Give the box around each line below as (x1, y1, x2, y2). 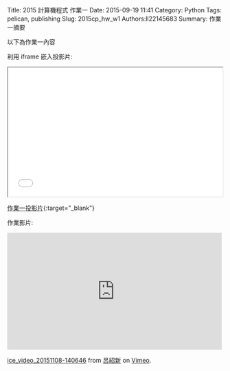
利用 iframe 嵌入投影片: (7, 52, 73, 61)
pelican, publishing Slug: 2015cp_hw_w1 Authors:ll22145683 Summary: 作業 (7, 14, 222, 23)
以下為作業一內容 (7, 38, 56, 46)
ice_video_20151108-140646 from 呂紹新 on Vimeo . (7, 357, 152, 364)
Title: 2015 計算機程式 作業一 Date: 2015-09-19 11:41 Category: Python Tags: (7, 6, 222, 14)
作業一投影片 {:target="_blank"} (7, 204, 95, 212)
